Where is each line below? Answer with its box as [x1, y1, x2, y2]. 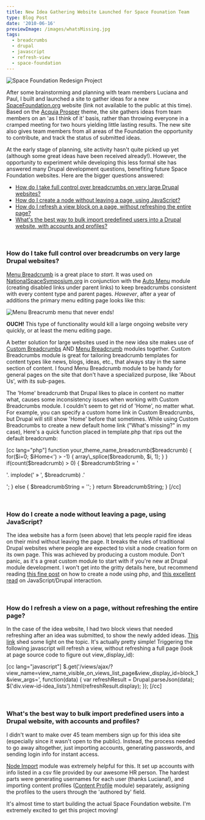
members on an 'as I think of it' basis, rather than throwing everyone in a [6, 114, 189, 122]
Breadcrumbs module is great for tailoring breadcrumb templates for [6, 351, 179, 358]
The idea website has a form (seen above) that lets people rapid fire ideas [6, 532, 192, 539]
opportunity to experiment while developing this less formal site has [6, 159, 177, 166]
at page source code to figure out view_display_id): [6, 651, 135, 658]
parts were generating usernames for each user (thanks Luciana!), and [6, 775, 184, 782]
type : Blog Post [6, 15, 48, 21]
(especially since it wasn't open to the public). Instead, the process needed [6, 737, 195, 744]
